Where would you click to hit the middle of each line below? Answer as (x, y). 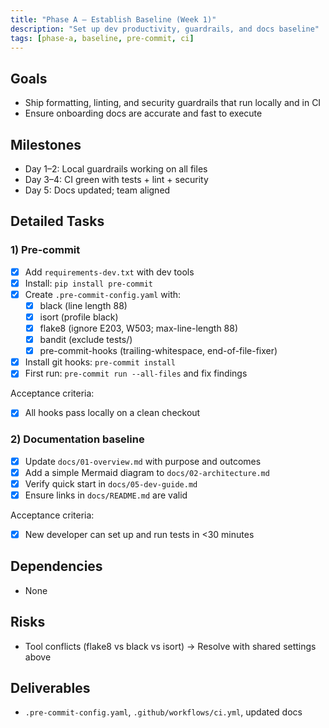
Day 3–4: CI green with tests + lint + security (116, 179)
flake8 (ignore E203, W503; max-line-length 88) (139, 328)
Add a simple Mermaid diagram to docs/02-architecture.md (147, 472)
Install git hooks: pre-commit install (100, 362)
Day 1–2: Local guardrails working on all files (116, 169)
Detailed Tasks (57, 221)
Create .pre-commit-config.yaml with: (103, 294)
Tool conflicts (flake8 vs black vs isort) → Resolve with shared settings (170, 646)
